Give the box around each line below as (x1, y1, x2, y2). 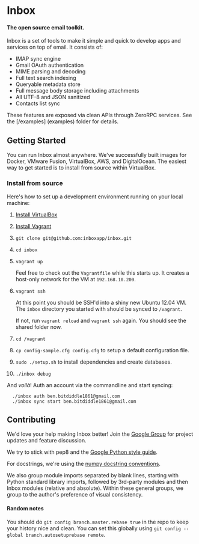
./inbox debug (15, 371, 51, 377)
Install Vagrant (15, 222, 52, 230)
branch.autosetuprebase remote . (25, 531, 106, 538)
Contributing (7, 414, 56, 424)
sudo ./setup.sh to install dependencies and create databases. (15, 358, 172, 365)
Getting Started (7, 135, 66, 145)
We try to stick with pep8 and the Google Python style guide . (7, 448, 158, 456)
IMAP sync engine (15, 55, 61, 63)
